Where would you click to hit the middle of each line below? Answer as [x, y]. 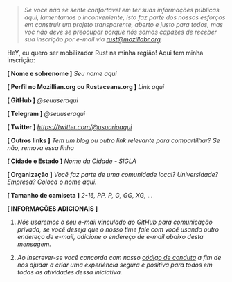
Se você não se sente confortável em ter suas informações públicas [122, 10]
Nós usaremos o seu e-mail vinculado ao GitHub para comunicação [115, 222]
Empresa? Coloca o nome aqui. [52, 182]
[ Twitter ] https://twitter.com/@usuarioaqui [70, 127]
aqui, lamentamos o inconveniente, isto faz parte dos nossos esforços [125, 17]
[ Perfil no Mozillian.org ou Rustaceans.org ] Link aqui [86, 87]
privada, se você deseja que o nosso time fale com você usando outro [118, 229]
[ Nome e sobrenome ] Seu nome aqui [62, 73]
